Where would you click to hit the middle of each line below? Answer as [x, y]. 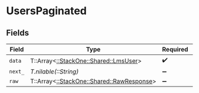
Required [175, 49]
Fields [18, 33]
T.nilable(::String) [54, 71]
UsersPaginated [46, 11]
